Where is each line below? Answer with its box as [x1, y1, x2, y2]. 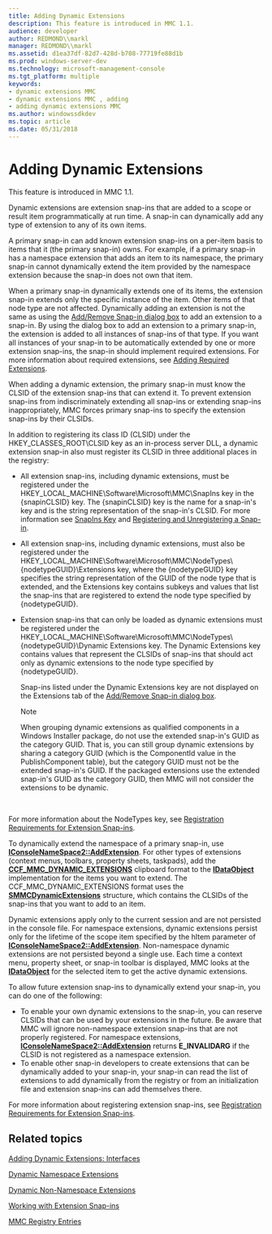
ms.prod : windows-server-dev [8, 58, 107, 66]
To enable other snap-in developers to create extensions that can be [19, 1058, 250, 1068]
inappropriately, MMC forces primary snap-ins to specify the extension [8, 405, 246, 415]
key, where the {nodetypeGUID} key [117, 564, 238, 574]
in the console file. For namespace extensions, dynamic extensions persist [8, 923, 258, 933]
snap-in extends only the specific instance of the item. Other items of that [8, 294, 256, 304]
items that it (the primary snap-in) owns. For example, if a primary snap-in [8, 244, 256, 254]
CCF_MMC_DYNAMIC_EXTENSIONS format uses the [8, 882, 184, 891]
